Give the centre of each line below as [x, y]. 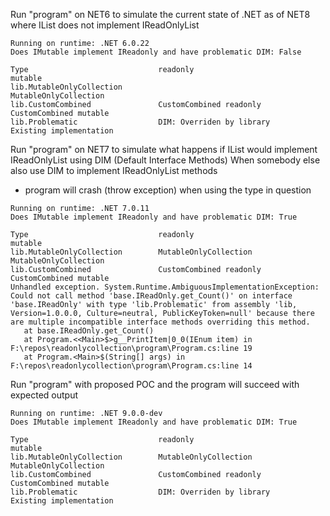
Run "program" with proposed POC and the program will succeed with [155, 384]
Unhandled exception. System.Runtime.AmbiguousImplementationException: [165, 287]
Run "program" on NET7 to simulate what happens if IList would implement [164, 149]
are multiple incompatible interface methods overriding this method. [160, 322]
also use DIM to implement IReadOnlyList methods [114, 170]
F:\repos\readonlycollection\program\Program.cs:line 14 [131, 366]
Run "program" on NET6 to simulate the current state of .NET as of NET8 [160, 14]
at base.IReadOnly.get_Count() [89, 331]
